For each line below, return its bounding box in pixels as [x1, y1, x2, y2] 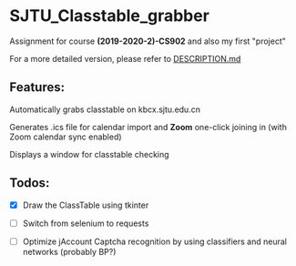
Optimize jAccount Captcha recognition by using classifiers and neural [22, 236, 287, 247]
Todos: [9, 175, 50, 191]
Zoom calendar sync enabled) [9, 131, 122, 142]
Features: [9, 79, 66, 96]
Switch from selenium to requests [22, 218, 149, 229]
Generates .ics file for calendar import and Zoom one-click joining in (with [9, 121, 287, 132]
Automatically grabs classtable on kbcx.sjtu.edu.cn [9, 104, 200, 115]
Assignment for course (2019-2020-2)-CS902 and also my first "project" [9, 36, 287, 46]
